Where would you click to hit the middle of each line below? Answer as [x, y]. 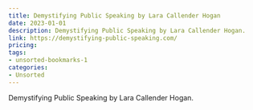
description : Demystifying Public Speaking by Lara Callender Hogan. [127, 30]
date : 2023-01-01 [37, 23]
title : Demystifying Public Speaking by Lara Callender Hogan [114, 16]
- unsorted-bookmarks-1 [48, 61]
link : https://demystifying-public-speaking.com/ [93, 38]
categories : [28, 68]
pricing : [23, 45]
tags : [17, 53]
